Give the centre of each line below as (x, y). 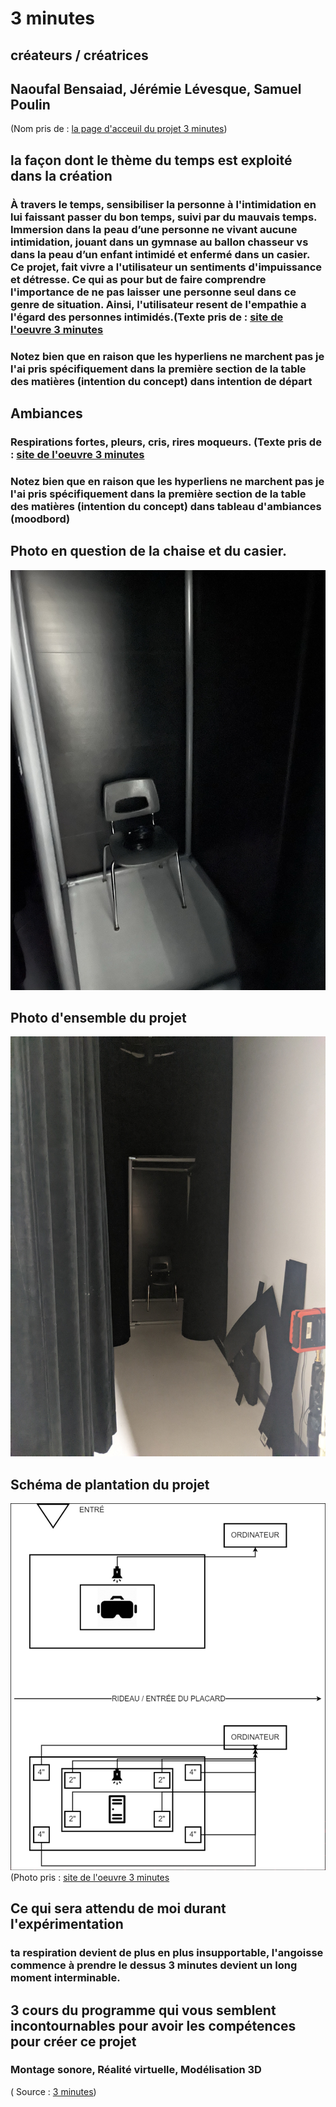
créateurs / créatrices (79, 55)
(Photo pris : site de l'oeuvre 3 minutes (90, 1877)
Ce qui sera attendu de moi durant (118, 1908)
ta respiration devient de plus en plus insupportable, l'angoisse (167, 1953)
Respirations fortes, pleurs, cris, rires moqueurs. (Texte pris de (166, 442)
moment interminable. (65, 1978)
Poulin (30, 104)
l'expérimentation (67, 1924)
